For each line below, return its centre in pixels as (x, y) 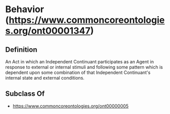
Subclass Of (25, 94)
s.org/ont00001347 (48, 31)
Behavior (25, 9)
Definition (21, 49)
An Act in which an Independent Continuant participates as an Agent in (80, 62)
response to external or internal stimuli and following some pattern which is (84, 67)
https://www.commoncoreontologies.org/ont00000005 (70, 106)
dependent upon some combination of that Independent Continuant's (78, 72)
